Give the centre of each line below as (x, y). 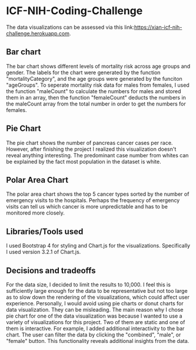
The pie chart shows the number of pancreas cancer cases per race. (89, 143)
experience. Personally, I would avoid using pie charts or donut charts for (95, 303)
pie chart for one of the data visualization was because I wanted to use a (94, 316)
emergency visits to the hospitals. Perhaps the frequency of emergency (93, 200)
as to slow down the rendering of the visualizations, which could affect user (98, 297)
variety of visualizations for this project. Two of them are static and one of (96, 322)
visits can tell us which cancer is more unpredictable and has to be (87, 207)
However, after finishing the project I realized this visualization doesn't (91, 149)
